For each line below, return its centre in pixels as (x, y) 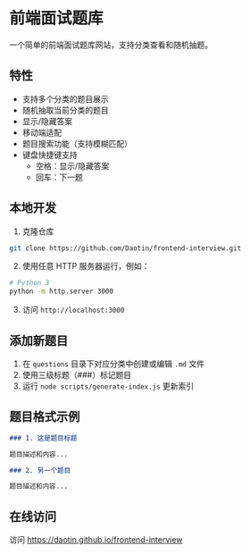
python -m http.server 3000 (62, 291)
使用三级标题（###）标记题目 (77, 375)
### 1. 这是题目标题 (43, 438)
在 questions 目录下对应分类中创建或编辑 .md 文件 (113, 364)
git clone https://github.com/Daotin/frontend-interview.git (125, 248)
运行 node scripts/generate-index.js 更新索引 (108, 386)
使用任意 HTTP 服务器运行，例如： (86, 266)
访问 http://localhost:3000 (73, 310)
